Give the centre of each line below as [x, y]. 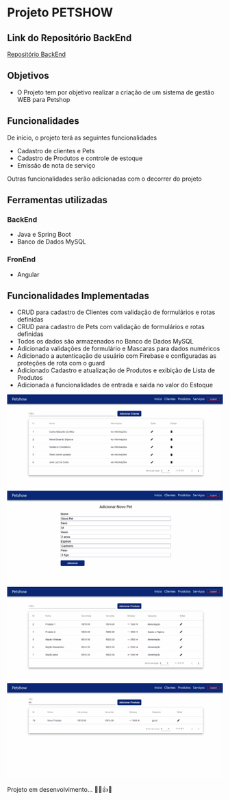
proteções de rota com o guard [61, 363]
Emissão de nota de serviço [56, 165]
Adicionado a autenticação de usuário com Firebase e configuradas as [117, 356]
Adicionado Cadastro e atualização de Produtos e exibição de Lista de [116, 370]
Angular [28, 274]
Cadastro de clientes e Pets [56, 151]
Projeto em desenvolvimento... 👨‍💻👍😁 [60, 790]
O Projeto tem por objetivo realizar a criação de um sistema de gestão [115, 92]
